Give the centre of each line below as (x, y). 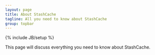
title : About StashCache (31, 14)
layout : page (19, 10)
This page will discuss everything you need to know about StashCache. (78, 47)
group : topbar (20, 24)
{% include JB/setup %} (30, 38)
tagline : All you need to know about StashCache (56, 19)
